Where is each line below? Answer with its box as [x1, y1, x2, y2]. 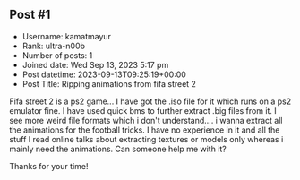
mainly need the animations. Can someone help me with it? [9, 143, 227, 154]
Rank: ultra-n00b [21, 40, 86, 51]
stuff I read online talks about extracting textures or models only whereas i [9, 133, 284, 144]
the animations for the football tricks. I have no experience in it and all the [9, 124, 280, 135]
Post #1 [9, 7, 51, 22]
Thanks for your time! [9, 160, 89, 171]
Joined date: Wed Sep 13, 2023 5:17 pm [21, 59, 169, 70]
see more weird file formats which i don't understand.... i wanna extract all [9, 115, 283, 125]
